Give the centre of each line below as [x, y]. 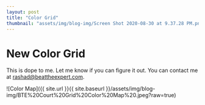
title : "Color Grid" [33, 18]
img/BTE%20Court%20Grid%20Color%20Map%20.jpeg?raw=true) [91, 95]
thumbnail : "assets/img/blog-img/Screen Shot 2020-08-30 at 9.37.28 [95, 23]
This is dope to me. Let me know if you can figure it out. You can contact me [102, 70]
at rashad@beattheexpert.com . [45, 77]
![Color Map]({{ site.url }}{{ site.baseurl [56, 89]
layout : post [23, 12]
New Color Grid [46, 53]
